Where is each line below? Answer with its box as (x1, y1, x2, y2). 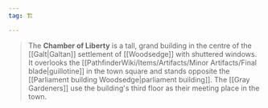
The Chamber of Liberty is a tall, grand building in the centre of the (27, 41, 252, 50)
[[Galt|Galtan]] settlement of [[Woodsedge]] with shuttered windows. (27, 49, 258, 58)
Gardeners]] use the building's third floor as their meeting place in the (27, 83, 260, 93)
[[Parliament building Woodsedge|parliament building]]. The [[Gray (27, 74, 250, 84)
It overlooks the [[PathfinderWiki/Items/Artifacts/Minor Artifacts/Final (27, 58, 258, 67)
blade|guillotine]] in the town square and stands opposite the (27, 66, 230, 76)
